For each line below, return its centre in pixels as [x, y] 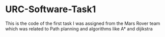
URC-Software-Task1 [51, 9]
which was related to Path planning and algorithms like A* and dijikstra [79, 28]
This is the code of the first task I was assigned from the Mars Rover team [83, 23]
